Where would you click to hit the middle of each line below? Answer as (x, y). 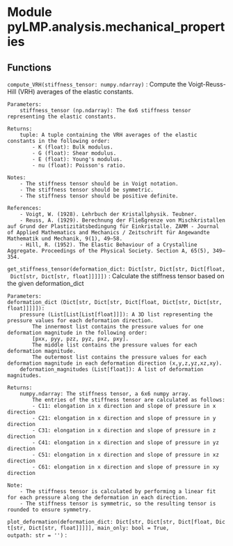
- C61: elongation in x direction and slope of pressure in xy (126, 467)
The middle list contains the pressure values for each (115, 345)
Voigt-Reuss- (207, 84)
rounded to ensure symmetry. (49, 510)
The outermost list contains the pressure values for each (120, 357)
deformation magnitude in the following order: (78, 333)
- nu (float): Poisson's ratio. (79, 165)
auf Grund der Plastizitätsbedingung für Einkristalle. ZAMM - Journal (113, 227)
